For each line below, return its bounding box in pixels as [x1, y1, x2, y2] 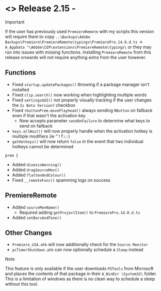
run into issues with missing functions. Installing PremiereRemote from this [5, 49, 151, 55]
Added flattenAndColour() [12, 172, 66, 178]
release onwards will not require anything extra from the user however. [5, 54, 146, 60]
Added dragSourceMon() [12, 167, 60, 173]
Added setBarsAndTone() [12, 214, 62, 220]
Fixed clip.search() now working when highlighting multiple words [12, 92, 147, 97]
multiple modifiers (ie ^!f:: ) [12, 133, 70, 139]
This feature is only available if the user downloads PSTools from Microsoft [5, 266, 154, 272]
